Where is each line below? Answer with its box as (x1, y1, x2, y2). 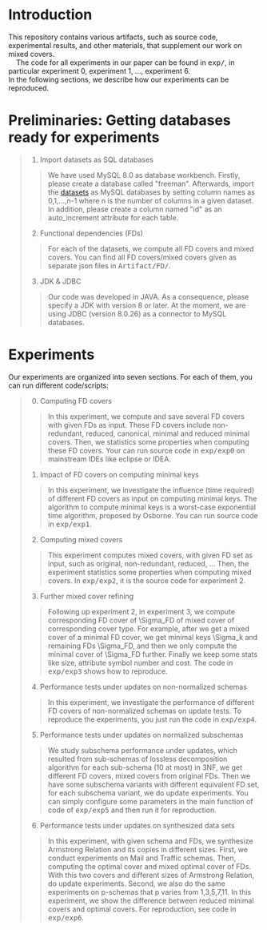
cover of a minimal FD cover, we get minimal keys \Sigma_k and (47, 632, 258, 642)
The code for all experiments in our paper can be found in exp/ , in (15, 58, 235, 67)
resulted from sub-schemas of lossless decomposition (47, 754, 228, 763)
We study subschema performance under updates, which (47, 745, 238, 755)
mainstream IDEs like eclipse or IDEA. (47, 454, 172, 464)
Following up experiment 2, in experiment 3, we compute (47, 606, 236, 616)
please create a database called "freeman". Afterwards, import (47, 179, 254, 188)
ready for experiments (8, 128, 160, 147)
